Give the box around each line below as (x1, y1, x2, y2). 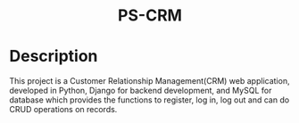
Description (9, 46, 98, 67)
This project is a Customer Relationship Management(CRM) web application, (9, 76, 290, 86)
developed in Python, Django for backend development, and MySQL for (9, 86, 272, 96)
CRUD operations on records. (9, 104, 118, 115)
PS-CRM (117, 5, 183, 26)
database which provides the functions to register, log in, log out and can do (9, 94, 290, 105)
